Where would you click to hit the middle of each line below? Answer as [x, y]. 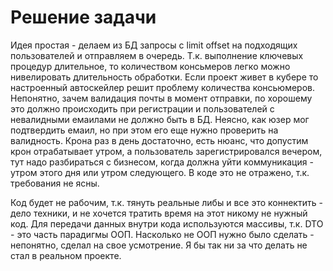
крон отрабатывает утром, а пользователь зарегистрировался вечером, [166, 151]
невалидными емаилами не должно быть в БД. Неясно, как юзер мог [160, 119]
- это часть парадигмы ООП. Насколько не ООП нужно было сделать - [162, 234]
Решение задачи [83, 17]
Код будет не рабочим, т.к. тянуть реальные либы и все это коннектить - [166, 202]
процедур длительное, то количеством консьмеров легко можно [150, 66]
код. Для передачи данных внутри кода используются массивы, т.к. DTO [167, 223]
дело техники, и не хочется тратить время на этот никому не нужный [159, 213]
